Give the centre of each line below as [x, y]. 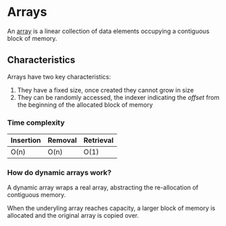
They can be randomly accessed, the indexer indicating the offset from [118, 97]
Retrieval [98, 141]
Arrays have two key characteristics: [59, 76]
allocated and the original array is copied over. [73, 216]
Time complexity [36, 123]
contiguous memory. [37, 195]
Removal [62, 141]
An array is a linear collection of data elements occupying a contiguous [108, 31]
